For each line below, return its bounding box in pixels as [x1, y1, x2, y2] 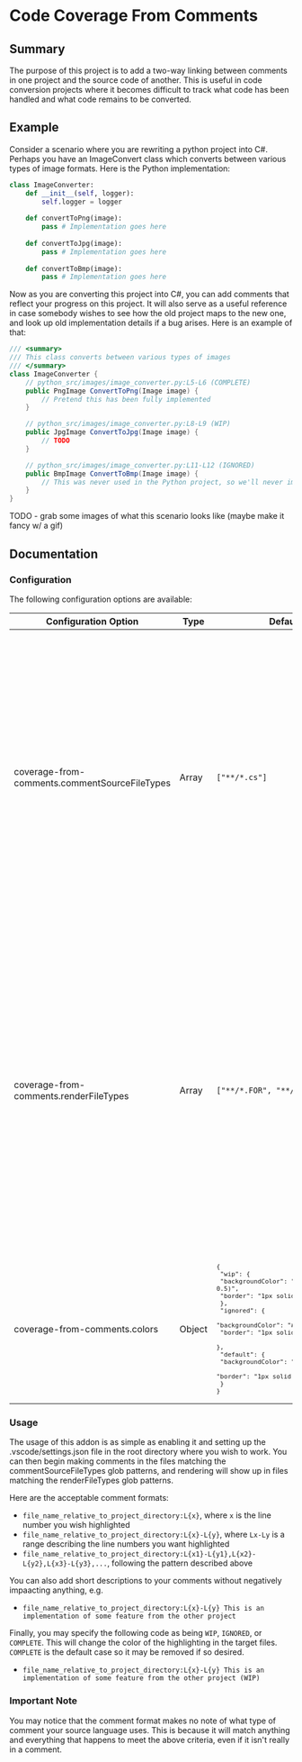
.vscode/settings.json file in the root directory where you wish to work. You [9, 1447, 288, 1458]
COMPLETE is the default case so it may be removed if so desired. [9, 1647, 244, 1658]
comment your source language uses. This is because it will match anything [9, 1724, 290, 1735]
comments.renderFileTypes [13, 1089, 129, 1102]
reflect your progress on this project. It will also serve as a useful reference [9, 298, 288, 309]
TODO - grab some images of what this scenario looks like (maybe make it [9, 511, 285, 522]
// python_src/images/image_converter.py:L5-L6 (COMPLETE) [25, 377, 252, 387]
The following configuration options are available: [9, 594, 193, 604]
